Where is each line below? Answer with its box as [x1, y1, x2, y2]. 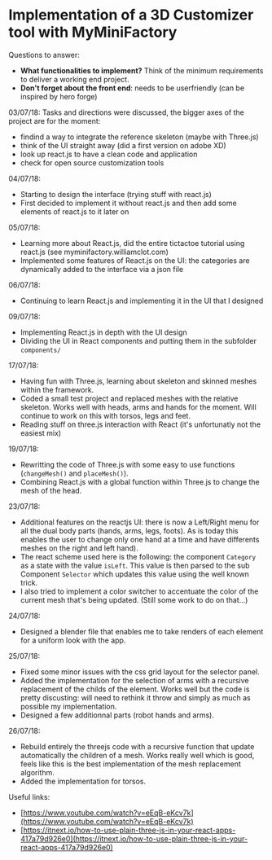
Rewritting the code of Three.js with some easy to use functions [20, 459, 235, 469]
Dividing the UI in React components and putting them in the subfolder [20, 336, 257, 345]
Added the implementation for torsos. [20, 776, 147, 786]
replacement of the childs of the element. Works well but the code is [20, 684, 250, 694]
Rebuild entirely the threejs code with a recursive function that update [20, 741, 255, 751]
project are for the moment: [8, 116, 101, 125]
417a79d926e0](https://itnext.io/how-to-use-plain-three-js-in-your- [20, 833, 248, 844]
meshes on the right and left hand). [20, 543, 138, 553]
